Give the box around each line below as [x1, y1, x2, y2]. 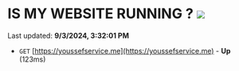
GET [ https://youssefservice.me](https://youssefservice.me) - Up [18, 46, 231, 55]
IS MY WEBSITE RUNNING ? [7, 5, 194, 23]
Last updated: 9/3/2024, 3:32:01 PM [7, 31, 129, 40]
